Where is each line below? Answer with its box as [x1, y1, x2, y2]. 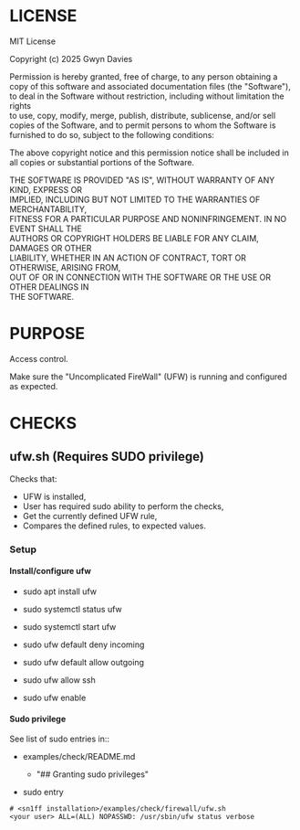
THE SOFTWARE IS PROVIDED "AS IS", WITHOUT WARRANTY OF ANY [9, 175, 275, 186]
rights [9, 100, 32, 111]
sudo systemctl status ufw [22, 604, 122, 614]
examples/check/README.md [22, 751, 136, 762]
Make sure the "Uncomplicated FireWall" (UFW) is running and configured [9, 371, 287, 382]
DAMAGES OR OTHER [9, 242, 92, 253]
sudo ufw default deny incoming [22, 639, 145, 650]
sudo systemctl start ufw [22, 622, 117, 632]
